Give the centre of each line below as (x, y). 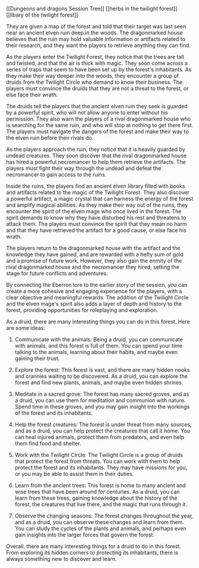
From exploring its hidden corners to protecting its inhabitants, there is (92, 553)
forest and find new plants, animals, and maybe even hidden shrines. (99, 382)
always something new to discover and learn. (61, 559)
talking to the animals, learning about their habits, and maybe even (96, 352)
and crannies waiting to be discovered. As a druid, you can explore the (101, 376)
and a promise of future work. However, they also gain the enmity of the (94, 261)
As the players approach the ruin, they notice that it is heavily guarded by (96, 149)
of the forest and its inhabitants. (54, 413)
